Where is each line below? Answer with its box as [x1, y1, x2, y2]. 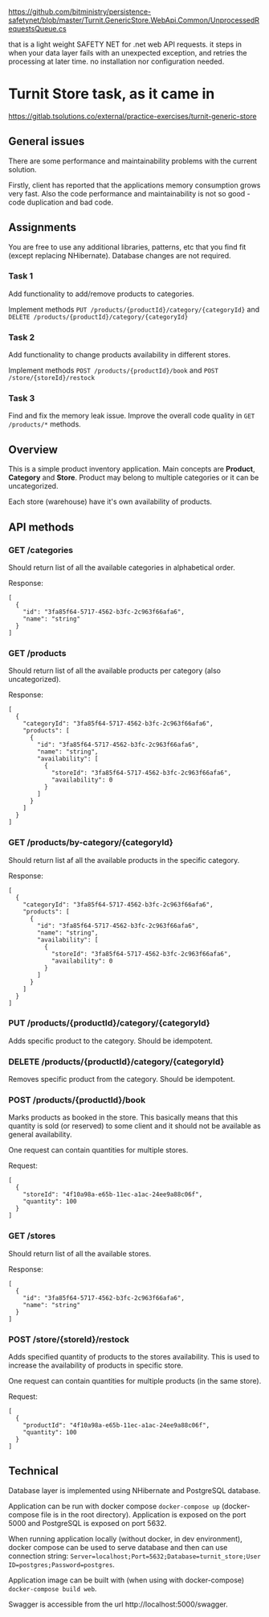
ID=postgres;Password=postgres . [8, 1559, 115, 1569]
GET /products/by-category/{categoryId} [8, 837, 174, 848]
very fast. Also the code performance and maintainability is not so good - [8, 188, 251, 198]
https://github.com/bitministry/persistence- [8, 7, 152, 16]
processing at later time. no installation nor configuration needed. [8, 56, 225, 66]
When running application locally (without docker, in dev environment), [8, 1533, 243, 1544]
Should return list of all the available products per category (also [8, 666, 221, 675]
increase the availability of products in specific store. [8, 1360, 183, 1371]
